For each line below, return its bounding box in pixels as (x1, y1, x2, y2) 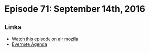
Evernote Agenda (11, 41, 47, 47)
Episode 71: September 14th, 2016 (4, 3, 146, 15)
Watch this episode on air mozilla (11, 36, 79, 42)
